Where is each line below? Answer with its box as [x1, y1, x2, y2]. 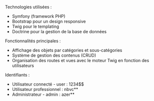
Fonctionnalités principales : [5, 38, 61, 44]
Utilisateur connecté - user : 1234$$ [12, 81, 84, 87]
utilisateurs [12, 63, 34, 68]
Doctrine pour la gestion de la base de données [12, 29, 107, 34]
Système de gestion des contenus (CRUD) [12, 52, 97, 58]
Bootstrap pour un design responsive [12, 19, 86, 24]
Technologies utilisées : [5, 4, 52, 10]
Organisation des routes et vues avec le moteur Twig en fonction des [12, 58, 150, 63]
